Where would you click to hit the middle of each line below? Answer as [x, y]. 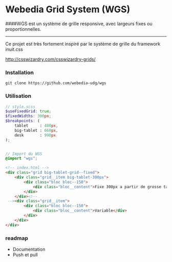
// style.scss [20, 107]
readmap [17, 238]
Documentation [29, 249]
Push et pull [25, 254]
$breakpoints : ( [23, 121]
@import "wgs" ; [21, 158]
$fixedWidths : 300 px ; [28, 116]
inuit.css [14, 49]
